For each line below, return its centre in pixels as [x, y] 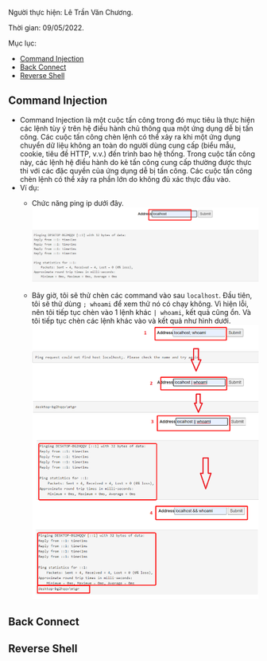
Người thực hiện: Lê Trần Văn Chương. [71, 12]
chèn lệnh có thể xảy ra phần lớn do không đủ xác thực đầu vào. [125, 179]
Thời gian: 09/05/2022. [46, 28]
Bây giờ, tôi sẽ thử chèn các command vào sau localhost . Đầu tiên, [142, 295]
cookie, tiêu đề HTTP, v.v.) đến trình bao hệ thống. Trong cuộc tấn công [137, 153]
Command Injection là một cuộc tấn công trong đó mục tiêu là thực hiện [137, 120]
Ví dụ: [29, 187]
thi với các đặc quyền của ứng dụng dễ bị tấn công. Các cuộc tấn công [136, 171]
